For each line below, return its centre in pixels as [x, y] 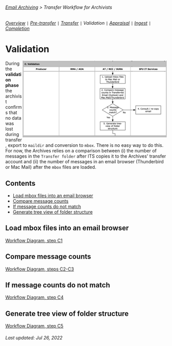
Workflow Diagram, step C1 [34, 240]
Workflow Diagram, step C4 [35, 297]
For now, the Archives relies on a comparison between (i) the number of [81, 151]
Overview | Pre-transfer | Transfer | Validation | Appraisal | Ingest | [78, 23]
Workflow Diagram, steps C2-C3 [40, 269]
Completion [17, 29]
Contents [20, 183]
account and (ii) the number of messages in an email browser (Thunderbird [84, 162]
